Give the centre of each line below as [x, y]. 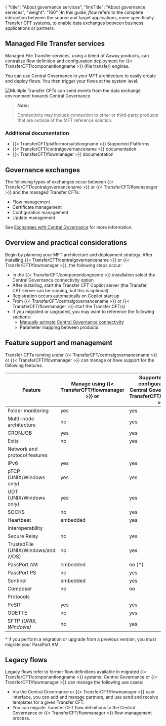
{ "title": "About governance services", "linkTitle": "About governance [75, 7]
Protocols [19, 596]
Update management [34, 218]
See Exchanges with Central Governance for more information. [69, 227]
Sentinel [17, 581]
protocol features [28, 455]
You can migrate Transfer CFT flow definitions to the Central [74, 708]
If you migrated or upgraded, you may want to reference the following [83, 312]
